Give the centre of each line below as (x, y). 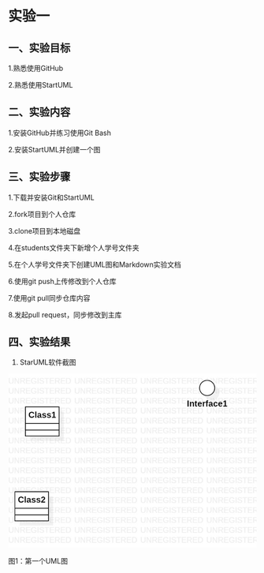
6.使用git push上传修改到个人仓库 (62, 281)
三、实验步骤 (39, 177)
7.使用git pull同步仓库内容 (49, 298)
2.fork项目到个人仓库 (42, 214)
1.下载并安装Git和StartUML (51, 197)
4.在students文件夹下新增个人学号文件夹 (74, 247)
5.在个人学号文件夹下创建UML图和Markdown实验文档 (95, 264)
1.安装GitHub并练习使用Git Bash (60, 133)
